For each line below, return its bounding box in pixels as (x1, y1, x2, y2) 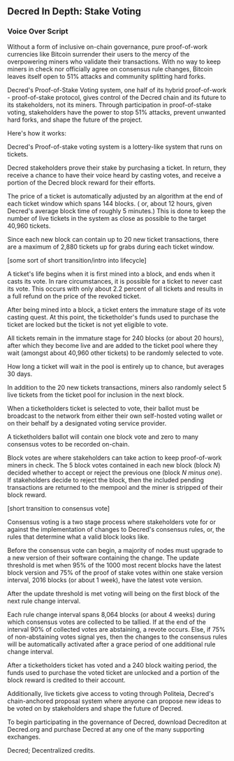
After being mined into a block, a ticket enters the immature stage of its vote (7, 305, 226, 314)
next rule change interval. (7, 597, 81, 605)
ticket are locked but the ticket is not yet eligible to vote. (7, 320, 168, 328)
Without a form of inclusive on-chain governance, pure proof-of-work (7, 42, 208, 51)
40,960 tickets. (7, 222, 51, 230)
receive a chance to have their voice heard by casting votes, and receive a (7, 171, 221, 179)
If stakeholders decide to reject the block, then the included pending (7, 475, 205, 484)
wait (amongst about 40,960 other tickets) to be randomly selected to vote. (7, 349, 224, 357)
